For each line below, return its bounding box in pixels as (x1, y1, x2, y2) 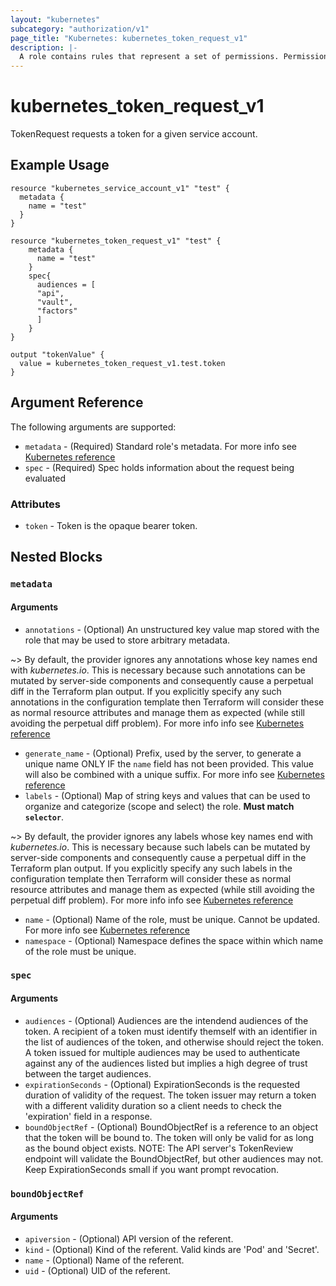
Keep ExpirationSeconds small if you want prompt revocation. (24, 1163, 279, 1175)
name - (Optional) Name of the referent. (24, 1254, 185, 1266)
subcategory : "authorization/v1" (10, 24, 150, 34)
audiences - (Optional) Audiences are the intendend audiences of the (24, 1014, 309, 1026)
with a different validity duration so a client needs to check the (24, 1099, 282, 1111)
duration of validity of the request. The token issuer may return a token (24, 1089, 317, 1101)
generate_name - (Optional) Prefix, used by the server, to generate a (24, 747, 302, 759)
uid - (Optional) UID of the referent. (24, 1264, 171, 1276)
